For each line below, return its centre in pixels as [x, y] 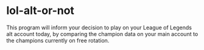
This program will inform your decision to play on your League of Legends [99, 27]
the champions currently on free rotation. [58, 40]
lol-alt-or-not [40, 11]
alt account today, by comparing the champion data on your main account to [102, 34]
